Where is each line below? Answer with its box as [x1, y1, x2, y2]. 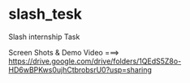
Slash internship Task [8, 32, 80, 41]
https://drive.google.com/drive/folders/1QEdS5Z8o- [8, 56, 182, 66]
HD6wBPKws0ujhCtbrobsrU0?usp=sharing [8, 64, 153, 74]
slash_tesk [8, 5, 83, 24]
